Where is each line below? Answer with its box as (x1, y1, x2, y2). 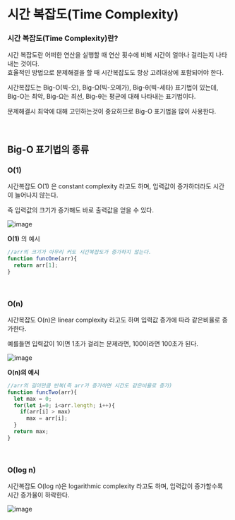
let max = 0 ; (13, 395, 52, 402)
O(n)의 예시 (7, 368, 40, 376)
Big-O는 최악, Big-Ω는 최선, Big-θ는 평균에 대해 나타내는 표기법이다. (7, 92, 196, 101)
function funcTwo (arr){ (7, 389, 78, 396)
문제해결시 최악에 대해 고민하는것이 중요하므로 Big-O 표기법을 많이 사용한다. (7, 107, 217, 116)
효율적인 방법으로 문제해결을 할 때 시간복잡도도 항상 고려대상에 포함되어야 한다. (7, 68, 224, 77)
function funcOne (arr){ (7, 255, 78, 262)
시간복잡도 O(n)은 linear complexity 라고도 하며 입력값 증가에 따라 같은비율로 (7, 315, 221, 324)
